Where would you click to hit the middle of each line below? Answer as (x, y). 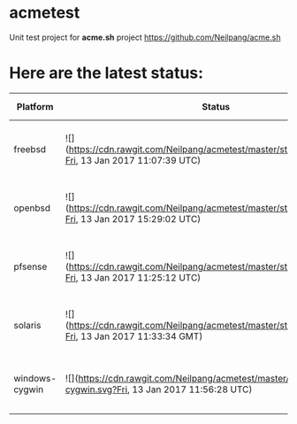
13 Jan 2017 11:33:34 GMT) (142, 336)
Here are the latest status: (107, 73)
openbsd (32, 208)
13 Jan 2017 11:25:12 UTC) (141, 277)
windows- (35, 378)
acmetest (45, 13)
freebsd (30, 149)
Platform (35, 106)
